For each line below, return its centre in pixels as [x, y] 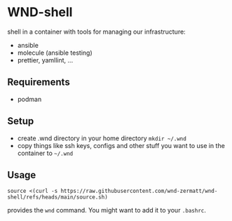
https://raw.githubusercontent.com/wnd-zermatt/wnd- [139, 191]
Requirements [39, 82]
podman [29, 99]
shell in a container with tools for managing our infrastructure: [96, 32]
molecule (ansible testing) [55, 53]
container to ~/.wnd [45, 153]
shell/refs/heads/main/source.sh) [58, 197]
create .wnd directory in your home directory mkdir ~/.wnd [102, 138]
